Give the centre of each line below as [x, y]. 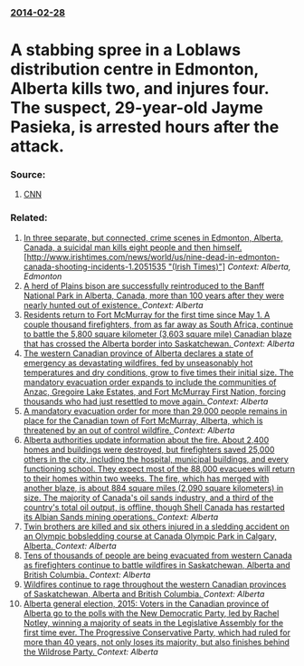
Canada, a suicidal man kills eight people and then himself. [133, 247]
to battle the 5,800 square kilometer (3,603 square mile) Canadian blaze [157, 333]
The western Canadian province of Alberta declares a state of [138, 353]
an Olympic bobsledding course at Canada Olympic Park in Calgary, [150, 536]
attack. [37, 146]
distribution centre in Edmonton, [134, 69]
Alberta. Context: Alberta [70, 545]
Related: [29, 217]
